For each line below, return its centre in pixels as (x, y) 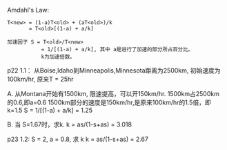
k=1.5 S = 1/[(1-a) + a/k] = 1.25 (50, 110)
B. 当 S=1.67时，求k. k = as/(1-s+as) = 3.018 (70, 124)
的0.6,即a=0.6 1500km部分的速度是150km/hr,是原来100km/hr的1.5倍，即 (109, 102)
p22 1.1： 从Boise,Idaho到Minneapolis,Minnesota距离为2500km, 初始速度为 (114, 71)
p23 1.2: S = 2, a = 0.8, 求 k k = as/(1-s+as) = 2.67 (78, 139)
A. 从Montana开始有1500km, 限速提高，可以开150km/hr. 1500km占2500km (113, 94)
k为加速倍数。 (58, 57)
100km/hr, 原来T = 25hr (40, 79)
